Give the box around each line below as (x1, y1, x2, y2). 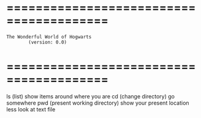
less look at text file (6, 105, 56, 113)
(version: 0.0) (28, 39, 67, 45)
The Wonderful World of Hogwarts (6, 34, 92, 40)
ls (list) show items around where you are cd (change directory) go (6, 92, 175, 100)
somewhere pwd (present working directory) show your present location (6, 99, 189, 106)
